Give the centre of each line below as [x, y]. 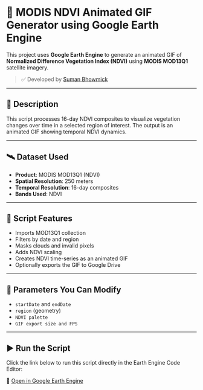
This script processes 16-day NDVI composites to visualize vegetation [93, 119]
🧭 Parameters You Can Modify [64, 289]
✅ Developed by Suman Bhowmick [64, 79]
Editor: [14, 369]
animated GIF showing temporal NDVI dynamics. [66, 132]
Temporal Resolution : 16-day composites [67, 187]
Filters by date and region [47, 239]
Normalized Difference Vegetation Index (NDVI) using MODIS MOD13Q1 [97, 61]
